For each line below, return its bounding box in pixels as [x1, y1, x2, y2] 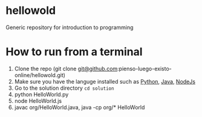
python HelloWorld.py [14, 90, 69, 98]
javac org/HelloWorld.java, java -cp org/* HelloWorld [14, 104, 145, 111]
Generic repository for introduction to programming [5, 24, 134, 31]
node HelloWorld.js [14, 97, 62, 104]
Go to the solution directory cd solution [14, 84, 114, 92]
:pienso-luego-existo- [117, 65, 172, 72]
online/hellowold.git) [14, 71, 66, 79]
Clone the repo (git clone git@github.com [14, 65, 118, 72]
